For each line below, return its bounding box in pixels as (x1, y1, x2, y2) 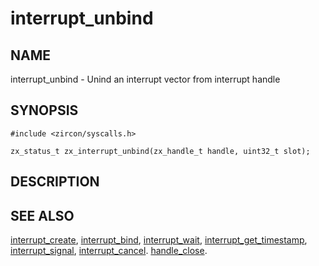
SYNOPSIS (10, 102, 79, 119)
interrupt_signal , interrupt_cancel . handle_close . (10, 245, 208, 257)
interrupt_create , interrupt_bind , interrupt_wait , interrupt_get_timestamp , (10, 234, 308, 246)
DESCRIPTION (10, 173, 100, 191)
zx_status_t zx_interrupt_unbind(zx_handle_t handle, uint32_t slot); (10, 146, 311, 156)
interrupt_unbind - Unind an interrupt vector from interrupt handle (10, 73, 281, 85)
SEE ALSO (10, 207, 75, 224)
